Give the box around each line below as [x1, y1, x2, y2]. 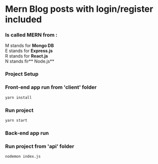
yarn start [5, 118, 28, 123]
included [5, 14, 42, 25]
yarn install [5, 95, 32, 100]
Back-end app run [5, 130, 49, 136]
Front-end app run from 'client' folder [5, 84, 97, 91]
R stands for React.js [5, 53, 48, 59]
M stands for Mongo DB [5, 43, 54, 49]
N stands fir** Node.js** [5, 58, 54, 65]
